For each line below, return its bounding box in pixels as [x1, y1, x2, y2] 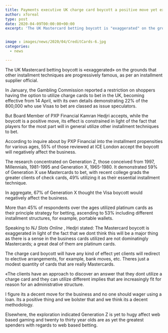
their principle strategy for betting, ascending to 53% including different [5, 209, 153, 215]
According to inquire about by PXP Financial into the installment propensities [5, 138, 163, 144]
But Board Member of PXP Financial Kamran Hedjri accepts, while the [5, 112, 148, 118]
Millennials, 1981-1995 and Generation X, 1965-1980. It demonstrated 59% [5, 163, 158, 170]
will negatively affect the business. [5, 148, 76, 155]
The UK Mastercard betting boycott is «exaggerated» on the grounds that [5, 66, 156, 72]
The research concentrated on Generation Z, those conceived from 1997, [5, 158, 155, 164]
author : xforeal [5, 12, 39, 17]
